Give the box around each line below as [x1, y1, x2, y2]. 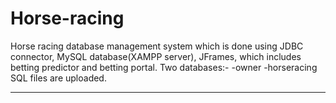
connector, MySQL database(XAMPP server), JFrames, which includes [10, 50, 302, 62]
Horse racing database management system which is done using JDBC [10, 40, 304, 52]
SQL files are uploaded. [10, 72, 107, 84]
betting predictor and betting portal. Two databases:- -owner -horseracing [10, 61, 318, 73]
